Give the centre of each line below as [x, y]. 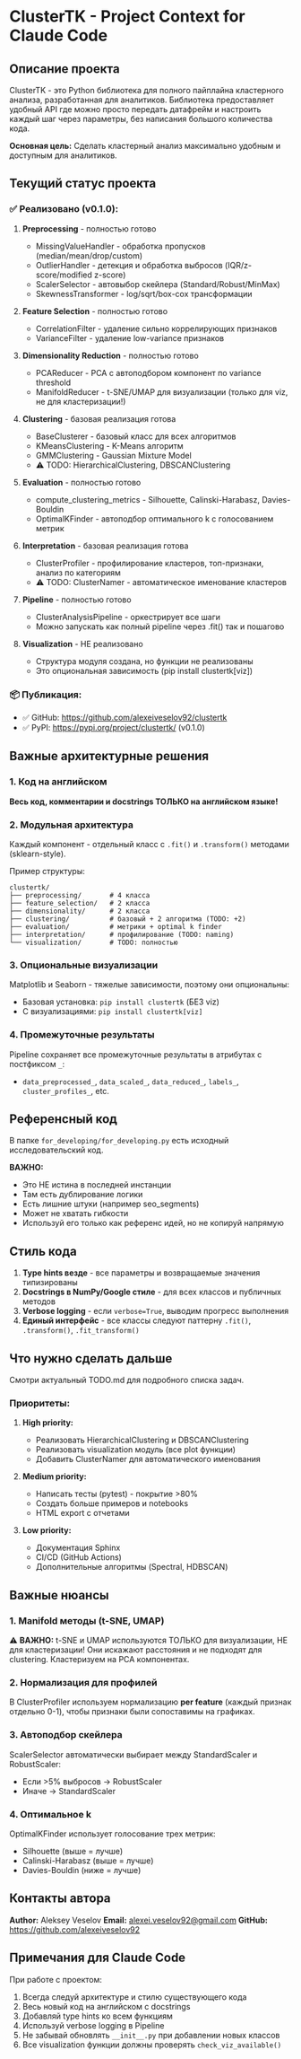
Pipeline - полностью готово [77, 600]
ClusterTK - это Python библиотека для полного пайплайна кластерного [146, 90]
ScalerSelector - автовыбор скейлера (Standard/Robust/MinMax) [158, 284]
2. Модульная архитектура [72, 825]
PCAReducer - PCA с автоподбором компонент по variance [148, 372]
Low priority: [47, 1530]
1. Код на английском [58, 782]
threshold [53, 382]
